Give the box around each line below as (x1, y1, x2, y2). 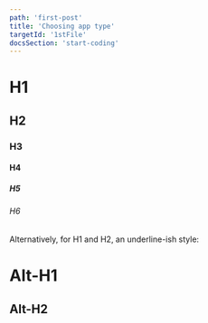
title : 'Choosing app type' (9, 22, 116, 31)
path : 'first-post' (9, 13, 83, 23)
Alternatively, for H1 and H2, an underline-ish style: (9, 234, 200, 245)
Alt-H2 (9, 301, 48, 317)
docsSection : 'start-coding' (9, 38, 119, 48)
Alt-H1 (9, 265, 58, 286)
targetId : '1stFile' (9, 30, 88, 39)
